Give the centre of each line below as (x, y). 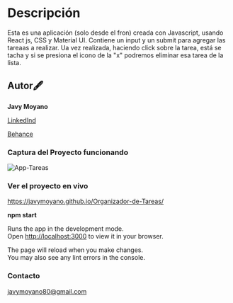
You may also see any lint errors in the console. (76, 258)
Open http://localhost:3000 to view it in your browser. (86, 236)
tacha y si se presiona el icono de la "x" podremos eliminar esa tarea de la (115, 55)
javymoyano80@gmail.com (47, 291)
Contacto (24, 276)
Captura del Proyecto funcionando (68, 152)
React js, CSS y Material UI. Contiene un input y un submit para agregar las (116, 40)
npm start (22, 215)
